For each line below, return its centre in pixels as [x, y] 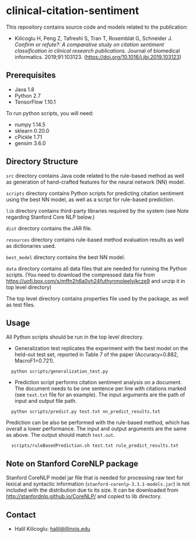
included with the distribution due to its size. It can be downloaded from [92, 490]
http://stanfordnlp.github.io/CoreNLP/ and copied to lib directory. [84, 496]
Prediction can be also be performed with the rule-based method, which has [98, 423]
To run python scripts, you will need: [50, 113]
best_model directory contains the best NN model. [66, 257]
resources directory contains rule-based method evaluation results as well [95, 239]
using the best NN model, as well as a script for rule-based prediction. [90, 199]
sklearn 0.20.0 [32, 130]
